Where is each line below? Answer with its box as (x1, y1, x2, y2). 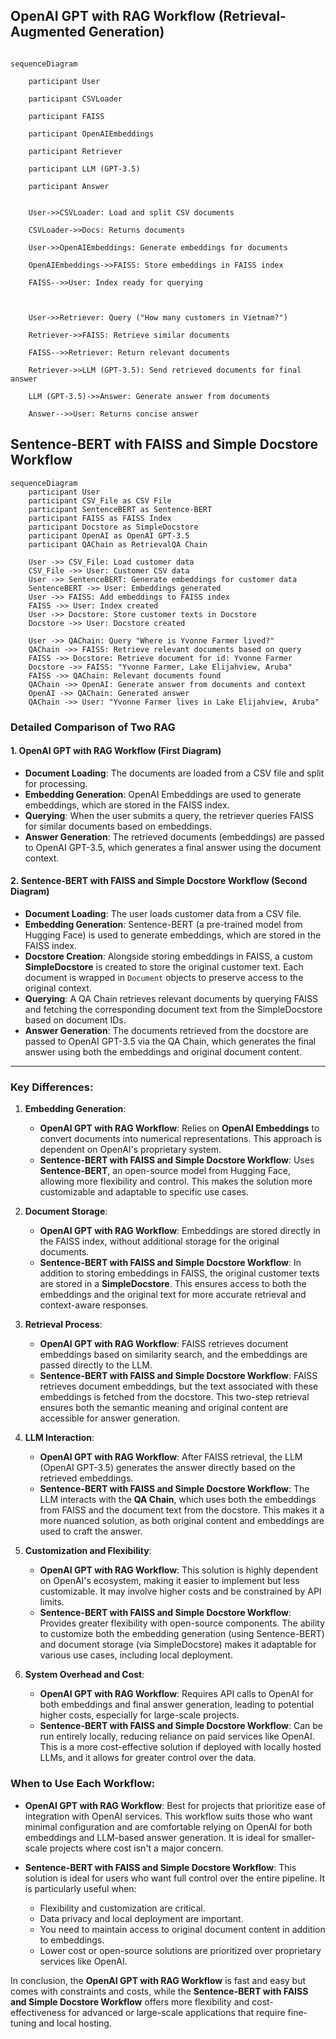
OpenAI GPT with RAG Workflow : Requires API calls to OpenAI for (39, 1688, 314, 1700)
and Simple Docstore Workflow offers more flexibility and (10, 1995, 250, 2008)
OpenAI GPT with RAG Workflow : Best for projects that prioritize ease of (24, 1799, 326, 1811)
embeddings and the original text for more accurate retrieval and (39, 1289, 307, 1301)
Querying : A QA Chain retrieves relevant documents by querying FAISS (24, 992, 319, 1004)
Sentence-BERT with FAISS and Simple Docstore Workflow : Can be (39, 1720, 323, 1732)
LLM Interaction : (24, 1432, 95, 1444)
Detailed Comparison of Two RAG (10, 720, 176, 734)
